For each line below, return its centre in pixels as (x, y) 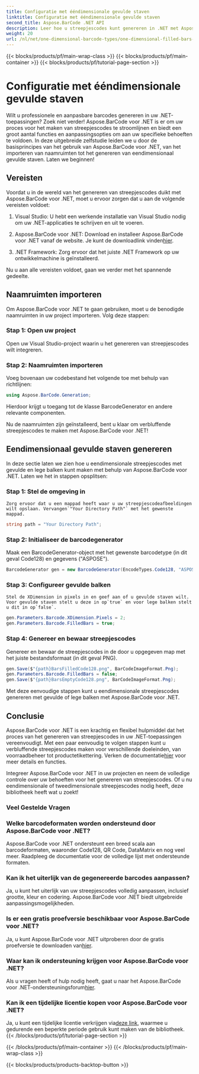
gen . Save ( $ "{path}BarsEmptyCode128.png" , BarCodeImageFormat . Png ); (91, 680)
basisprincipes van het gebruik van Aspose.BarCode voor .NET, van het (94, 146)
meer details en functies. (36, 762)
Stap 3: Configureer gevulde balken (59, 585)
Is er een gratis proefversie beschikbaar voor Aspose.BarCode (98, 919)
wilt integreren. (25, 350)
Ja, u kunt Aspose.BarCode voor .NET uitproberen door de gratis (85, 939)
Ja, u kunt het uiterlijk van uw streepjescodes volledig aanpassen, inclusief (97, 891)
